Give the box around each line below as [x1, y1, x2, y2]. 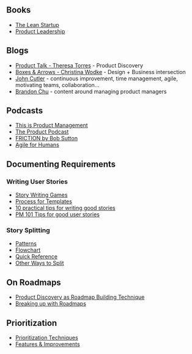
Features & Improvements [15, 341, 81, 348]
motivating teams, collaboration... [15, 81, 100, 88]
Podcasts [6, 105, 43, 116]
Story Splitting [6, 226, 50, 235]
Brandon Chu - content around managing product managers [15, 88, 167, 95]
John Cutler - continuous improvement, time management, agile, [15, 75, 179, 82]
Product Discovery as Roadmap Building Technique [15, 293, 145, 301]
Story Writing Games [15, 191, 68, 198]
